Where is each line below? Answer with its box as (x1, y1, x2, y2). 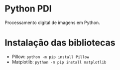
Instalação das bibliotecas (4, 37, 116, 48)
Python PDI (4, 3, 52, 14)
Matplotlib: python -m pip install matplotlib (11, 58, 107, 65)
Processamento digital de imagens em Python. (4, 19, 100, 25)
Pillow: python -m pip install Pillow (11, 53, 89, 59)
